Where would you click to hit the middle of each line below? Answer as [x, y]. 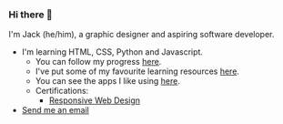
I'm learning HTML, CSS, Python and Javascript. [112, 52]
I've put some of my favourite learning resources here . [137, 71]
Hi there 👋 [31, 15]
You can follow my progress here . [98, 62]
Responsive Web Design [95, 100]
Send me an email [56, 110]
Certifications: [62, 91]
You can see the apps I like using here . [108, 81]
